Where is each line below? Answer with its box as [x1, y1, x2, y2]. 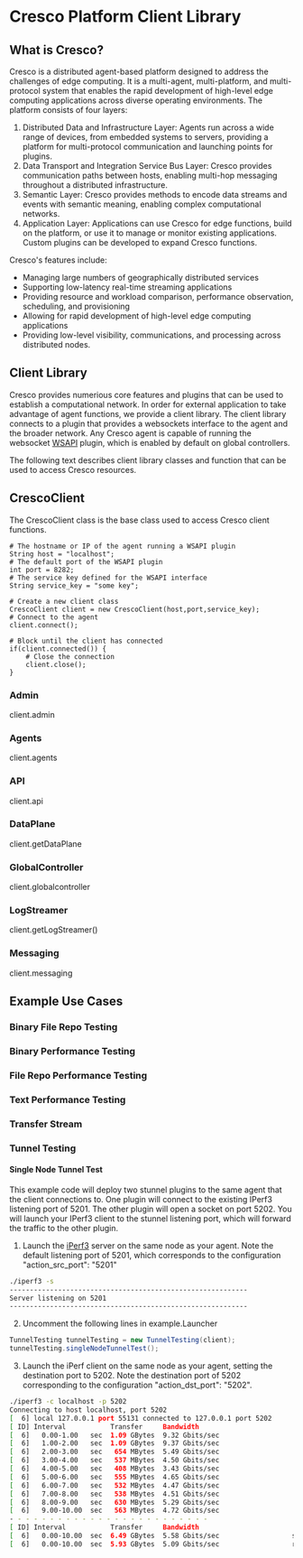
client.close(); [25, 660, 87, 669]
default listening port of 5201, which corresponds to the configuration [22, 1249, 281, 1260]
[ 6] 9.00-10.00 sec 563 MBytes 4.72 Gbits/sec [9, 1506, 220, 1516]
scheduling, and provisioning [22, 301, 131, 311]
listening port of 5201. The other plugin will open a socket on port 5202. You [9, 1203, 292, 1214]
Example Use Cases [9, 994, 124, 1009]
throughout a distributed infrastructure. [22, 180, 169, 190]
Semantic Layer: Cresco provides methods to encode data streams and [22, 190, 288, 199]
